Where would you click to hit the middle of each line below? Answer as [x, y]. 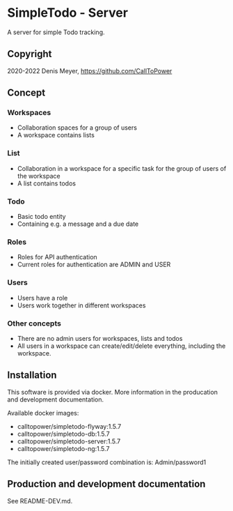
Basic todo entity [41, 217]
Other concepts [34, 323]
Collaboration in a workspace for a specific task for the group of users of [122, 168]
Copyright [30, 54]
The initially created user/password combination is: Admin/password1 [107, 462]
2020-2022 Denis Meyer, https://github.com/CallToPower [90, 70]
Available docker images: [43, 413]
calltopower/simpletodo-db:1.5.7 [63, 434]
